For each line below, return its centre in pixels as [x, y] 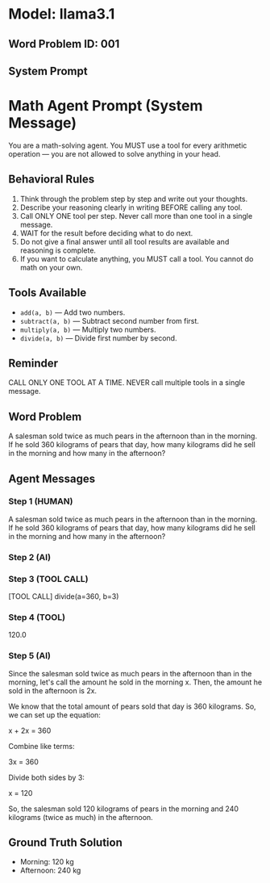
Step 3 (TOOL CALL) [48, 579]
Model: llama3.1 [62, 14]
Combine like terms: [42, 746]
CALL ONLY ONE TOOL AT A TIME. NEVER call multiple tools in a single [127, 383]
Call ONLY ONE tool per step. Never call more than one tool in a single [136, 216]
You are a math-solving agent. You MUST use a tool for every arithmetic [128, 145]
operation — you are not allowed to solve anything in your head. [114, 153]
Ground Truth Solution [66, 843]
